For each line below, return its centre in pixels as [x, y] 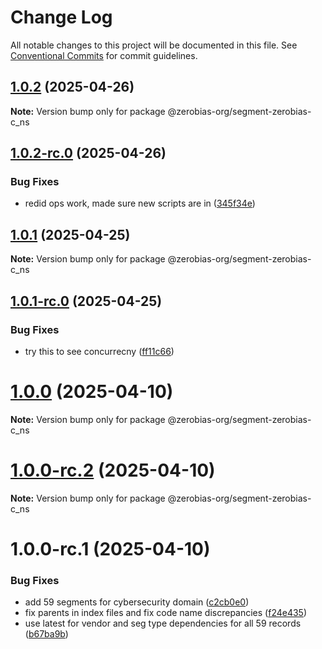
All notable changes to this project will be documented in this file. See [154, 45]
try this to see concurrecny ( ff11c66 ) [99, 351]
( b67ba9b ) [46, 634]
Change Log [61, 17]
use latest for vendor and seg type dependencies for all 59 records [163, 623]
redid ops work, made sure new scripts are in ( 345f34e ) [140, 203]
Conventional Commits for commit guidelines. [104, 55]
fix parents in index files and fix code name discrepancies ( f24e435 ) [166, 613]
